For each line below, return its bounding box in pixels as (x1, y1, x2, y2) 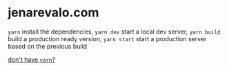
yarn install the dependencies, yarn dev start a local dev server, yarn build (8, 27, 221, 36)
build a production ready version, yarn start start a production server (8, 34, 207, 43)
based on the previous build (8, 42, 88, 50)
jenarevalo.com (8, 5, 99, 21)
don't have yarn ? (8, 55, 56, 63)
